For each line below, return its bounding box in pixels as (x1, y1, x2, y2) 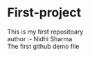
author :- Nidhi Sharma (7, 34, 73, 43)
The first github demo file (7, 42, 80, 50)
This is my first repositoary (7, 27, 84, 36)
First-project (7, 5, 82, 21)
